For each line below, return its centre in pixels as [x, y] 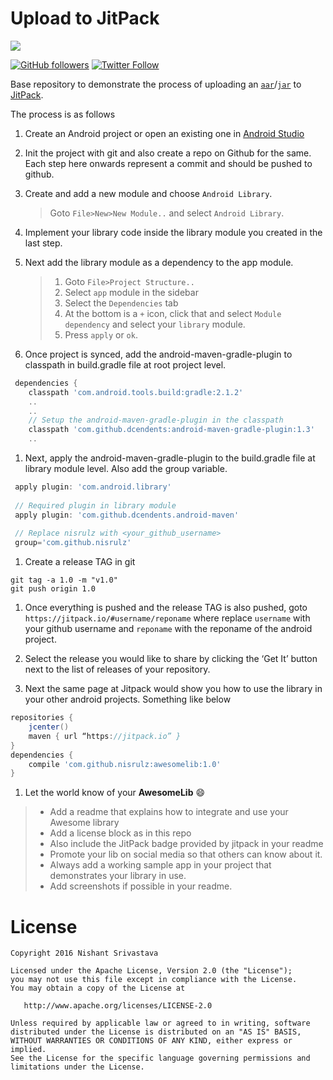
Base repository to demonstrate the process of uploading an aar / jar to [156, 84]
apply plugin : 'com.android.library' [93, 487]
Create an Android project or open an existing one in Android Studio [164, 133]
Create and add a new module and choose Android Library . [148, 193]
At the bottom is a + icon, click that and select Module [173, 313]
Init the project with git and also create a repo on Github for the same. [168, 153]
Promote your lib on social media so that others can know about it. [186, 854]
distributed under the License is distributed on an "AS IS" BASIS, [156, 1032]
